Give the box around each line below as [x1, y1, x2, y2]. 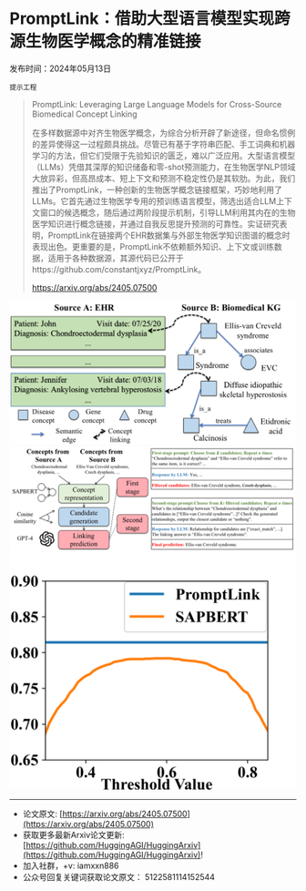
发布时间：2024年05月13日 [9, 63, 112, 74]
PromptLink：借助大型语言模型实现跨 [9, 8, 291, 29]
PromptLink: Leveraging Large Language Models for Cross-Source [31, 98, 282, 109]
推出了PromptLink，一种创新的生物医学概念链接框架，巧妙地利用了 [31, 184, 282, 195]
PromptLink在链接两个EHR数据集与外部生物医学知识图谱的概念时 [47, 230, 291, 241]
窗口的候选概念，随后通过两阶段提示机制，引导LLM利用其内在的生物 [39, 207, 296, 218]
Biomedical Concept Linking [31, 108, 138, 119]
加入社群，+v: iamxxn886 [22, 860, 119, 871]
